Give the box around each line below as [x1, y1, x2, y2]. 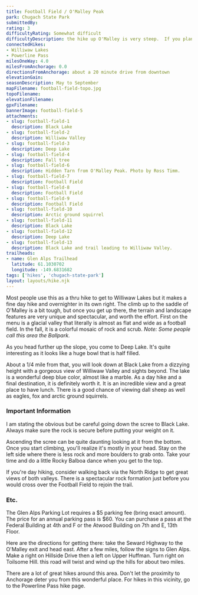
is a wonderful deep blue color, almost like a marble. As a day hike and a [6, 373, 181, 381]
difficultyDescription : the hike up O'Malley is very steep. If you [6, 36, 181, 42]
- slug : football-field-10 [6, 206, 72, 213]
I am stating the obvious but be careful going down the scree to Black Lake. [6, 420, 190, 427]
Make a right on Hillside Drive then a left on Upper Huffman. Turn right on [6, 552, 184, 559]
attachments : [6, 113, 38, 119]
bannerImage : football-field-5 [6, 108, 83, 113]
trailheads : [6, 251, 35, 256]
